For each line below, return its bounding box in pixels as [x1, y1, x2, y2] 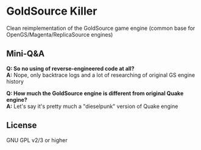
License [6, 120, 37, 130]
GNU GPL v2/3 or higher [6, 136, 68, 144]
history [6, 77, 24, 85]
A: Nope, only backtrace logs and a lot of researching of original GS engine [6, 71, 196, 79]
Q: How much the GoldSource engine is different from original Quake [6, 90, 184, 97]
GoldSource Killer [6, 4, 97, 18]
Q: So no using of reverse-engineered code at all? [6, 65, 135, 72]
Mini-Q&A [6, 49, 44, 59]
